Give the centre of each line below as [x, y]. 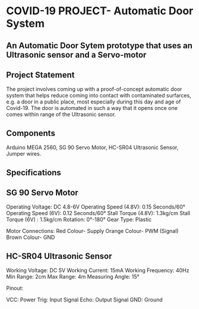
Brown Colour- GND [31, 237]
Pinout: [15, 288]
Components [31, 133]
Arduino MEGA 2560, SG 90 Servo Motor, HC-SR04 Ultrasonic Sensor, [92, 147]
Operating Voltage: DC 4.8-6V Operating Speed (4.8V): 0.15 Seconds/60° [96, 207]
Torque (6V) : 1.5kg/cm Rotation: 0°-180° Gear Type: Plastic [79, 220]
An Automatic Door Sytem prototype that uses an [99, 45]
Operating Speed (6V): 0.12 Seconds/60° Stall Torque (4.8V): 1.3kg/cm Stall [98, 213]
